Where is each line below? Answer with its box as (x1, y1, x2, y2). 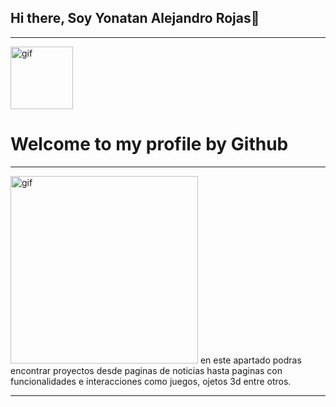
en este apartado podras (199, 354, 302, 366)
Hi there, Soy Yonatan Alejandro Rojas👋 (10, 10, 260, 27)
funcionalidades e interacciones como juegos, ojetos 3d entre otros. (10, 375, 292, 387)
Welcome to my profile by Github (10, 133, 289, 155)
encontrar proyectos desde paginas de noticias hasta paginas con (10, 364, 283, 376)
